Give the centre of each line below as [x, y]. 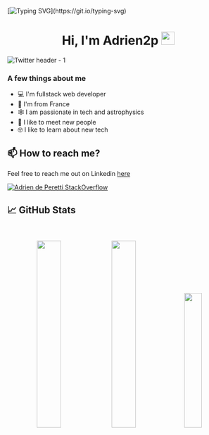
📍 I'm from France [44, 104]
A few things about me [47, 78]
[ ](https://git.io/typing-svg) [67, 11]
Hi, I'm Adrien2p [110, 40]
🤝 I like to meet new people [57, 122]
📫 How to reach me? [54, 153]
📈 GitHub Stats [42, 210]
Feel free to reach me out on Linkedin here [69, 174]
